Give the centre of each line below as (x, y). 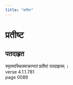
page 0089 (17, 77)
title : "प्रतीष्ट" (19, 10)
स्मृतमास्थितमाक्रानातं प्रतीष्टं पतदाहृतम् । (37, 66)
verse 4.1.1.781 (20, 72)
